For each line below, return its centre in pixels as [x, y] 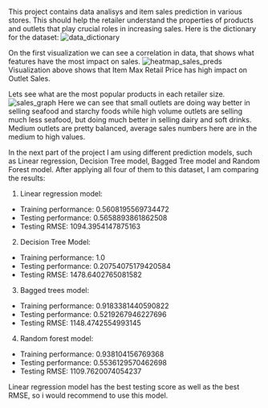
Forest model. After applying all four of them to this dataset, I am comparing [134, 169]
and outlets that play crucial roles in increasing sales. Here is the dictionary [132, 29]
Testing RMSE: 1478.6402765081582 [81, 274]
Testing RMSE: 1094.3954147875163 [80, 226]
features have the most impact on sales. [75, 61]
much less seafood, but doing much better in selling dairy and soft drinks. [130, 120]
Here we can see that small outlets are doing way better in [154, 103]
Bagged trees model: [55, 290]
